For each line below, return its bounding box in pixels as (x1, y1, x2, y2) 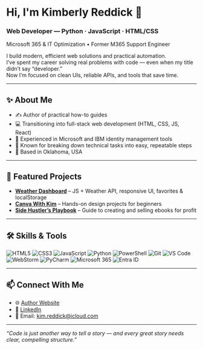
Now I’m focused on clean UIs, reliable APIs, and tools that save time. (6, 72, 179, 79)
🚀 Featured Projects (6, 171, 82, 182)
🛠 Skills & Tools (6, 231, 68, 241)
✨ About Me (6, 95, 53, 105)
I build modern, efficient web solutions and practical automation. (6, 53, 167, 60)
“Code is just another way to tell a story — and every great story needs (6, 329, 184, 337)
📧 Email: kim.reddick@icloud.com (14, 312, 98, 319)
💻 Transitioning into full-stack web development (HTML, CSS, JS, (14, 120, 179, 127)
